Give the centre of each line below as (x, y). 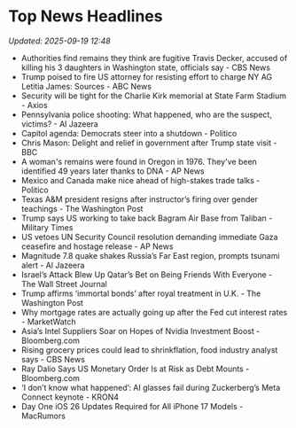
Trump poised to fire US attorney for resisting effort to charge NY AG (147, 76)
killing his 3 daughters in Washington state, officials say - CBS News (146, 67)
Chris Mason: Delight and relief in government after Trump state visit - (149, 143)
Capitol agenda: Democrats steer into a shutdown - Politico (129, 133)
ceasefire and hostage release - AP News (97, 246)
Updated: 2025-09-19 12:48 (60, 41)
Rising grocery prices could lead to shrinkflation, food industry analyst (149, 350)
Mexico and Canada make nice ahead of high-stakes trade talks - (140, 180)
